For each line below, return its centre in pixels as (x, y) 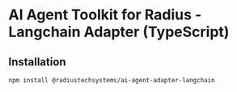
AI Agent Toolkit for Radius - (105, 15)
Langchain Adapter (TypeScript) (119, 32)
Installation (37, 62)
